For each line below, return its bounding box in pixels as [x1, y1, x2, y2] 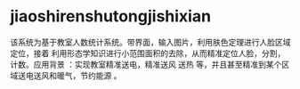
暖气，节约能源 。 [56, 69, 122, 81]
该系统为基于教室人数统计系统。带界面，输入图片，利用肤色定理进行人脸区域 [10, 36, 291, 47]
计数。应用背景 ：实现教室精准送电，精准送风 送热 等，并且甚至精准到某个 [10, 59, 282, 69]
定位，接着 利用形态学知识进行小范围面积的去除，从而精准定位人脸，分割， [10, 47, 286, 59]
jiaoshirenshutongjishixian [10, 6, 212, 27]
